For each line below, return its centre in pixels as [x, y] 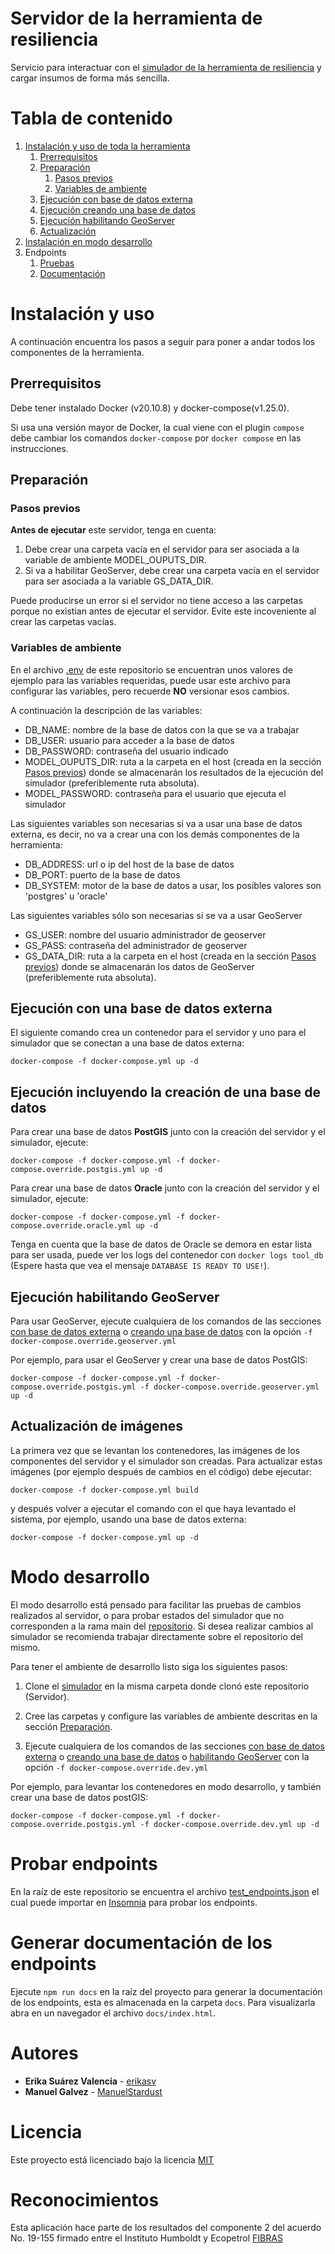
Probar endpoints [84, 1863]
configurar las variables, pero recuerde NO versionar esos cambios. [150, 691]
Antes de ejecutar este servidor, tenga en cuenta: [113, 530]
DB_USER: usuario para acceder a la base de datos [129, 740]
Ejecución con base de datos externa [116, 199]
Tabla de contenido [91, 118]
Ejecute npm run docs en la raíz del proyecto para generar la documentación [166, 1991]
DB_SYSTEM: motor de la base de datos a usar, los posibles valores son [173, 885]
